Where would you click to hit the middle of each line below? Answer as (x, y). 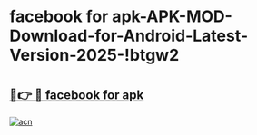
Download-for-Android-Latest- (129, 36)
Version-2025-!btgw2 (94, 55)
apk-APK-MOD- (173, 17)
